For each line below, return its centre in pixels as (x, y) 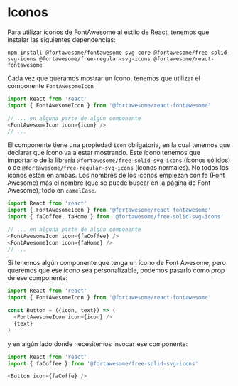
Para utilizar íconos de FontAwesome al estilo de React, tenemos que (108, 32)
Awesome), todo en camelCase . (52, 191)
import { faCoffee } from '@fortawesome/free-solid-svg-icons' (103, 363)
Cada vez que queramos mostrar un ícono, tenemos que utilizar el (104, 78)
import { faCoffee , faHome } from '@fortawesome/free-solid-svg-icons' (115, 217)
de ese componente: (38, 278)
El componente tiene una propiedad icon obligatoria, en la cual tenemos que (119, 145)
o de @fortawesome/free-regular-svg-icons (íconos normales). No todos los (118, 168)
